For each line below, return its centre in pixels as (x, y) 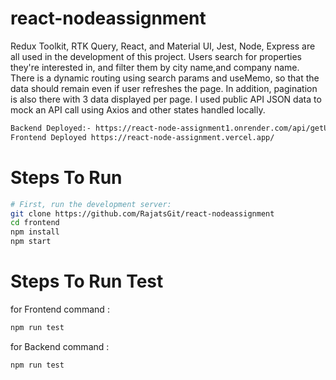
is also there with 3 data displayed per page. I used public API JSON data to (166, 99)
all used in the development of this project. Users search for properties (156, 56)
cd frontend (35, 223)
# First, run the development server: (91, 204)
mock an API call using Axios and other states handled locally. (138, 109)
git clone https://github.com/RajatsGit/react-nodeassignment (142, 213)
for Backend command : (60, 346)
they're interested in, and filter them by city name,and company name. (155, 67)
